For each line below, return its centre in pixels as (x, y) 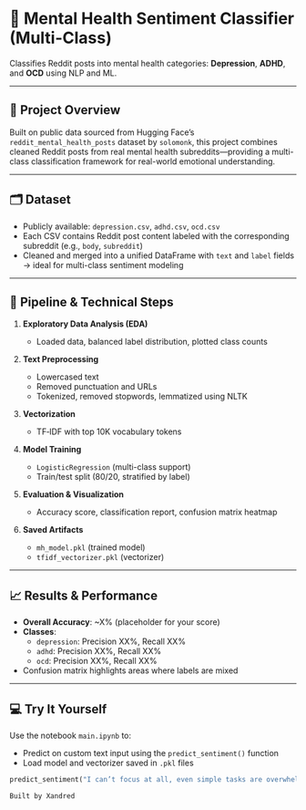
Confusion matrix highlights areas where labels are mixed (130, 670)
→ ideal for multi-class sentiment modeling (103, 265)
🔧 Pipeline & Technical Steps (92, 301)
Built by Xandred (42, 796)
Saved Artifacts (53, 530)
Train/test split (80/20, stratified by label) (113, 477)
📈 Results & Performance (83, 595)
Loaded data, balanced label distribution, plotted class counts (152, 342)
